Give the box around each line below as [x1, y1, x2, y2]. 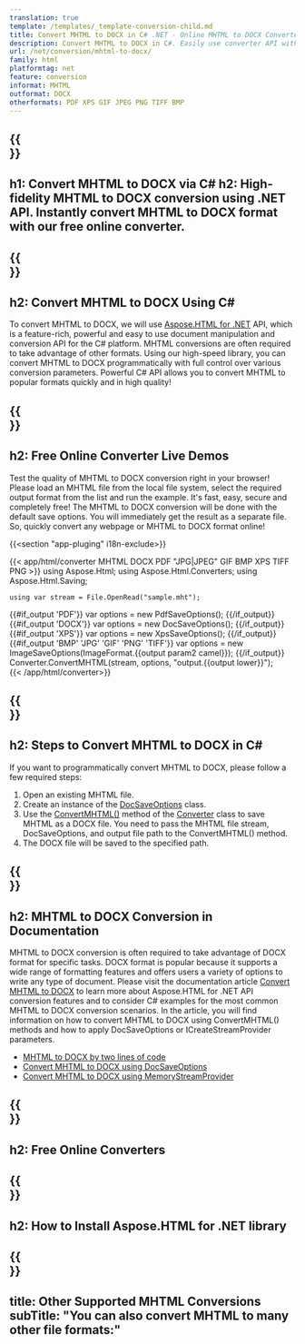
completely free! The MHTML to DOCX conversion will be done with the [9, 501, 278, 512]
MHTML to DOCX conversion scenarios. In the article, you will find [9, 1004, 257, 1015]
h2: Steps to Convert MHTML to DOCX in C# [9, 737, 263, 754]
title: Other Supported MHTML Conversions [9, 1294, 261, 1309]
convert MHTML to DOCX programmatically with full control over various [9, 358, 281, 369]
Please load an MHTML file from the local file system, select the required [9, 482, 282, 493]
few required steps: [9, 771, 83, 782]
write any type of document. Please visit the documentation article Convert [9, 975, 290, 986]
